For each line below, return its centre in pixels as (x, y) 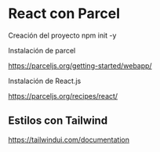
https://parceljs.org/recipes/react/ (63, 96)
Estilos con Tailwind (58, 121)
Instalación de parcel (42, 50)
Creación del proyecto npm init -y (62, 35)
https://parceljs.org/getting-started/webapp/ (80, 65)
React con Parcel (64, 14)
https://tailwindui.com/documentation (69, 139)
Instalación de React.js (45, 81)
